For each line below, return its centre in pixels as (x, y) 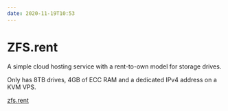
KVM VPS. (22, 87)
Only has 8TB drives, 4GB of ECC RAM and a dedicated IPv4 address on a (112, 79)
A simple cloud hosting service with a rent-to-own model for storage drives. (114, 66)
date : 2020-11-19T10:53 (41, 13)
